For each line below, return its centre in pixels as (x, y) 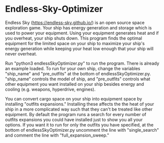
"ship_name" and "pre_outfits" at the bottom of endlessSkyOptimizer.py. (78, 73)
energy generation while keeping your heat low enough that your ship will (79, 48)
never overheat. (21, 54)
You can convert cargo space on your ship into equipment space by (74, 98)
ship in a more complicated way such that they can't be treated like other (79, 109)
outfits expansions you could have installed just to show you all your (74, 119)
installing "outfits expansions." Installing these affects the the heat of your (80, 104)
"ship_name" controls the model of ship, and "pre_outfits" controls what (78, 79)
